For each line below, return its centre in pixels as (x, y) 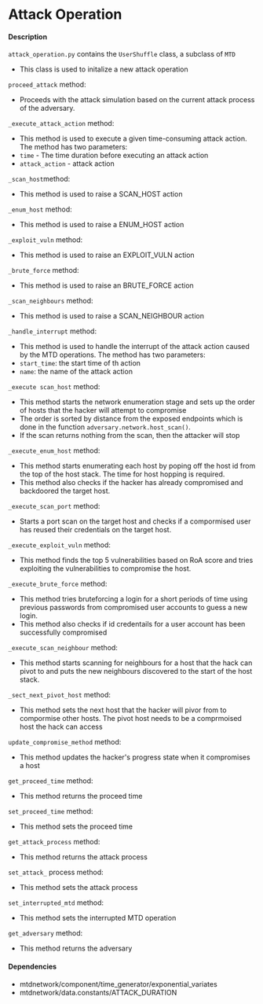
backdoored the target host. (65, 491)
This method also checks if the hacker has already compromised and (131, 483)
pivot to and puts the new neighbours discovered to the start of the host (136, 671)
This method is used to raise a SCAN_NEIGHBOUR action (111, 316)
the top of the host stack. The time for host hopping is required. (122, 474)
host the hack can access (61, 727)
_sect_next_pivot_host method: (60, 695)
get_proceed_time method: (51, 781)
